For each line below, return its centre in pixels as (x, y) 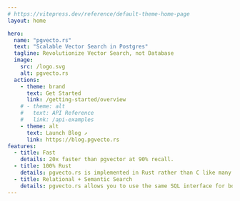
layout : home (27, 21)
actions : (27, 80)
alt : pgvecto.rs (45, 73)
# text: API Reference (57, 113)
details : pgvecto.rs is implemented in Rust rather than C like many (126, 172)
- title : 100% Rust (43, 166)
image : (24, 60)
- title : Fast (35, 153)
